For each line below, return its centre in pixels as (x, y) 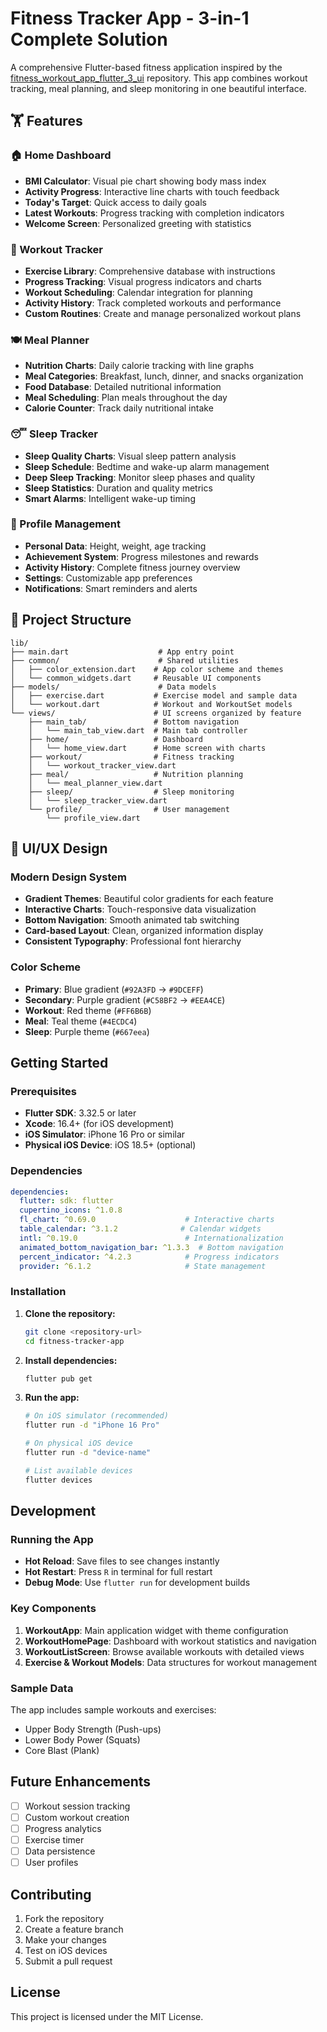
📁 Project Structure (71, 620)
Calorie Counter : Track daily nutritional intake (119, 408)
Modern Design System (68, 877)
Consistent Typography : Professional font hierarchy (133, 941)
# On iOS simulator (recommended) (96, 1416)
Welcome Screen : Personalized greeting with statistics (138, 223)
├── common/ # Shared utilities (125, 660)
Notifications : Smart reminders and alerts (111, 588)
